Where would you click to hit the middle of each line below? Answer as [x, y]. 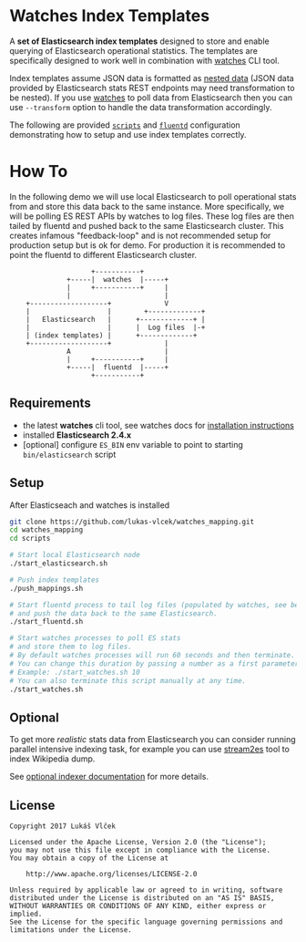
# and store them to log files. [71, 647]
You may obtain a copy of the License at [89, 858]
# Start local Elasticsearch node [75, 555]
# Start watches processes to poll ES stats [95, 638]
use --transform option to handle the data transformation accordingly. [141, 107]
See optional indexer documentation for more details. [109, 777]
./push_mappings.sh [46, 588]
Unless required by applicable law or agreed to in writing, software [146, 890]
